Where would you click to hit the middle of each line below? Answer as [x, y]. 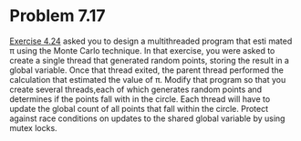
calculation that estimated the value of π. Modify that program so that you [148, 79]
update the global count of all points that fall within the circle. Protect [139, 108]
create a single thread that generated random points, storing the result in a [150, 60]
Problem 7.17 [58, 16]
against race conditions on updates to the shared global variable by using [147, 118]
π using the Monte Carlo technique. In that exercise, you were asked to [142, 50]
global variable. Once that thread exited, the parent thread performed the [147, 70]
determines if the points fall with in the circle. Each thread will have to [140, 99]
